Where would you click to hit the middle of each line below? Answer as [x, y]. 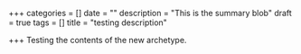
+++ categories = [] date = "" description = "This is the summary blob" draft [150, 13]
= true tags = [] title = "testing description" [88, 22]
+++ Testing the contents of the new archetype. [98, 40]
